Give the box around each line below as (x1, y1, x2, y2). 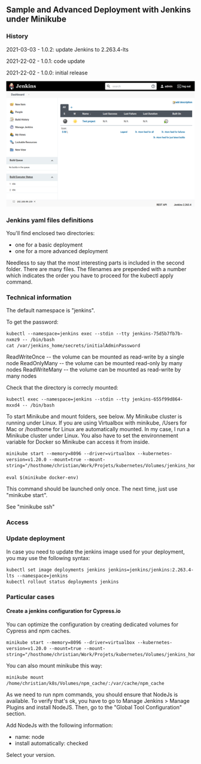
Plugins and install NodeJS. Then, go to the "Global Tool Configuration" (6, 703, 182, 711)
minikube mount (6, 674, 44, 680)
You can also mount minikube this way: (6, 662, 103, 669)
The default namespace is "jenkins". (6, 307, 96, 314)
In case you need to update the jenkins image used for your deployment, (6, 548, 185, 555)
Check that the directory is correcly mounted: (6, 384, 118, 392)
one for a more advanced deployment (14, 248, 108, 255)
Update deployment (6, 534, 65, 543)
